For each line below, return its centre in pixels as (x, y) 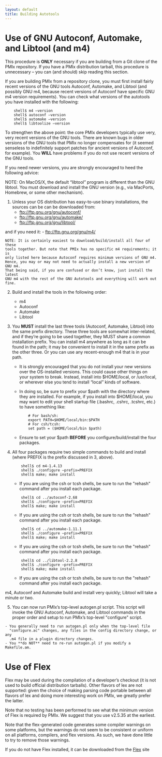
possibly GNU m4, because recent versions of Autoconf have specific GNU (80, 92)
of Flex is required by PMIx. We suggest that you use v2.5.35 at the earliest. (80, 715)
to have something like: (42, 407)
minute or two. (19, 598)
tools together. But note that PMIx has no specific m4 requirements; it (81, 249)
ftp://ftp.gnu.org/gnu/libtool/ (47, 222)
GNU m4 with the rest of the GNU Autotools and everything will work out (81, 279)
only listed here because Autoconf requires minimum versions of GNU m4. (81, 258)
